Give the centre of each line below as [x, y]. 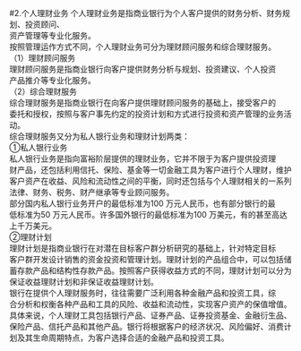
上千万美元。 [33, 226]
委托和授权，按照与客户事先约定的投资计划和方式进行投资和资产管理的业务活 [150, 114]
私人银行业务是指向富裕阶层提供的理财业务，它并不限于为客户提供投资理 [142, 158]
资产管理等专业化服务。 [52, 35]
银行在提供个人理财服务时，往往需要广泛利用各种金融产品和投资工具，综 [142, 293]
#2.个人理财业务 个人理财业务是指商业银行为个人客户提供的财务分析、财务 [146, 13]
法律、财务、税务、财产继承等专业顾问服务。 [92, 192]
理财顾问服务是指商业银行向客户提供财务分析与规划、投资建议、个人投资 [142, 69]
